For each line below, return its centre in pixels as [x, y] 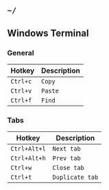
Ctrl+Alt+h [28, 159]
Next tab [66, 149]
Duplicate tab [75, 178]
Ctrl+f [21, 101]
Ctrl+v [21, 91]
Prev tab [66, 159]
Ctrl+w [21, 168]
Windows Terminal [48, 33]
